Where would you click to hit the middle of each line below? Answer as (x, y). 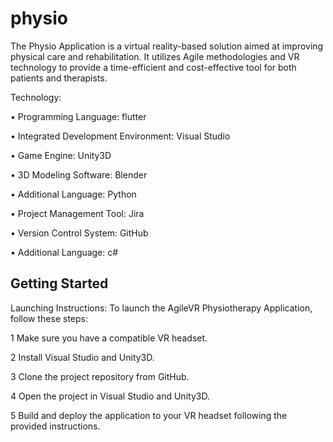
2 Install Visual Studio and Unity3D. (82, 357)
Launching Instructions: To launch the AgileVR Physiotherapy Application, (161, 308)
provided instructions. (55, 426)
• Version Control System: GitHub (79, 233)
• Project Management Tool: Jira (77, 213)
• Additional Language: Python (73, 194)
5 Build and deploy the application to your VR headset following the (149, 415)
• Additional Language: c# (64, 252)
